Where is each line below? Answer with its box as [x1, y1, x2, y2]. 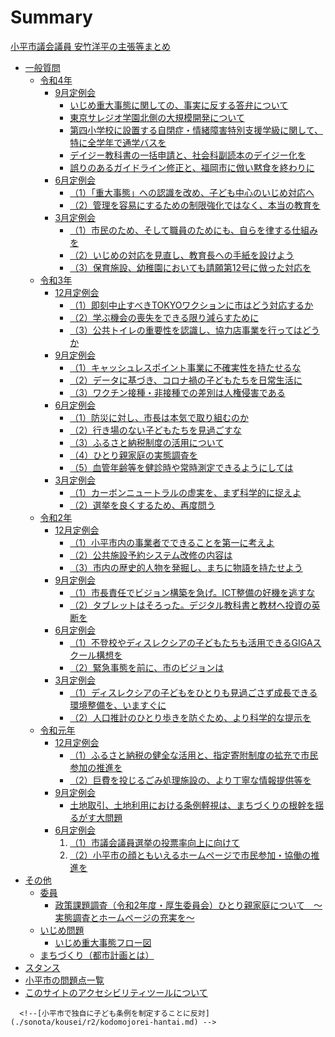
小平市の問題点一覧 [24, 974, 105, 986]
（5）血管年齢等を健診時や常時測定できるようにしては [69, 461, 294, 473]
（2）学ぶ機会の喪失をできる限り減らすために [69, 311, 260, 323]
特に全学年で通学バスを [69, 136, 167, 148]
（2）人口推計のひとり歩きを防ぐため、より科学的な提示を [69, 711, 312, 723]
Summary [10, 6, 93, 29]
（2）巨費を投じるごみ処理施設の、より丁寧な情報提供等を [69, 774, 312, 786]
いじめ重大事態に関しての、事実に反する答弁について [69, 99, 289, 111]
